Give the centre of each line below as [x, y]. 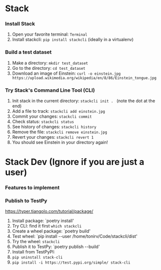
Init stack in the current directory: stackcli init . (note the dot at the [83, 101]
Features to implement [32, 187]
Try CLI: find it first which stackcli [47, 226]
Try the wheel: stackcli [36, 242]
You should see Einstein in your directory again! [60, 143]
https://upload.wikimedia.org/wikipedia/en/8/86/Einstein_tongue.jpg [84, 78]
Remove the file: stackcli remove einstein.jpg [60, 132]
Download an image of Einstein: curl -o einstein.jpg [66, 73]
